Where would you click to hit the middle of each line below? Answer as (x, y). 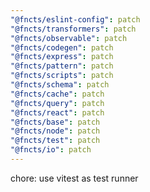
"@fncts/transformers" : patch (73, 29)
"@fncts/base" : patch (55, 122)
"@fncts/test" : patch (55, 141)
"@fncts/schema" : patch (60, 85)
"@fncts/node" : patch (55, 131)
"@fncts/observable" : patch (69, 38)
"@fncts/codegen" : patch (62, 47)
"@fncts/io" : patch (51, 150)
